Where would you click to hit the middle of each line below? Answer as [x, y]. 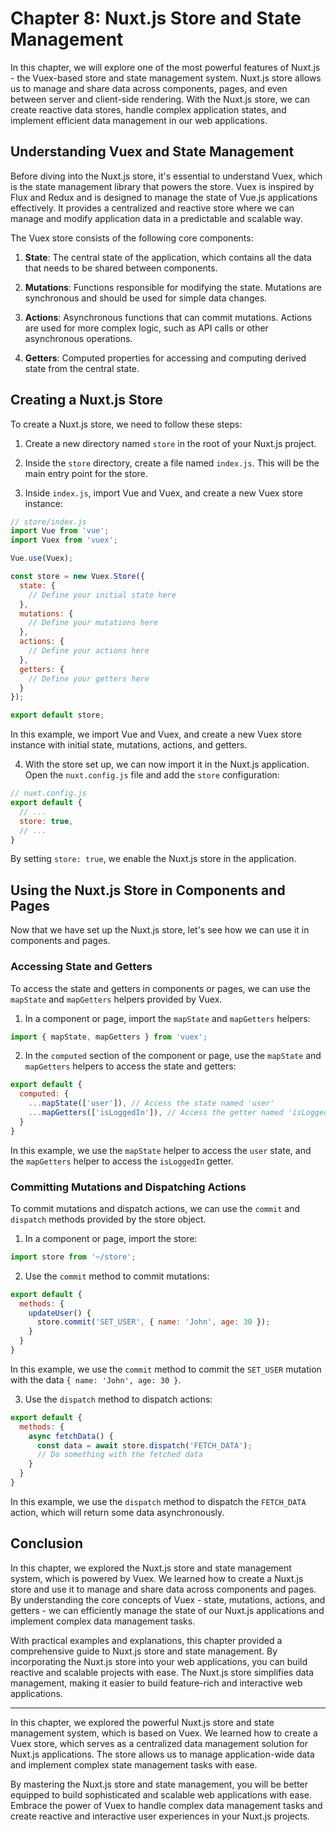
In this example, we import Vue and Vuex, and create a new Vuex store [156, 734]
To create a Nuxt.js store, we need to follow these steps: [126, 424]
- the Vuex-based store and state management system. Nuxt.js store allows [166, 78]
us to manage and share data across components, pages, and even [149, 88]
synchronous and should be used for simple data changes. [146, 298]
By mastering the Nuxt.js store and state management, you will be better [159, 1784]
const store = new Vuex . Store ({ [77, 577]
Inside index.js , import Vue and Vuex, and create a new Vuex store [163, 493]
